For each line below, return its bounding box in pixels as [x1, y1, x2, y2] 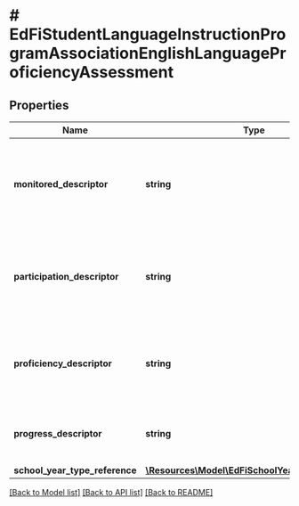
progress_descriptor [13, 428, 102, 439]
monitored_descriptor [13, 178, 109, 190]
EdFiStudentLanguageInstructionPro [9, 24, 287, 45]
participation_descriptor [13, 271, 119, 282]
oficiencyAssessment [9, 62, 174, 83]
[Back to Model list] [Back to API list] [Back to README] [9, 487, 214, 497]
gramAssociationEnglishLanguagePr [9, 44, 287, 63]
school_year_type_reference [13, 464, 137, 477]
